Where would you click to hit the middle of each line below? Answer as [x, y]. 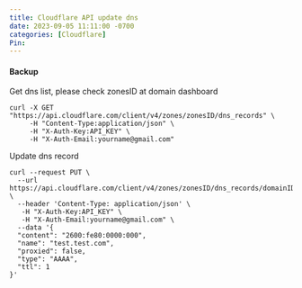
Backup [24, 71]
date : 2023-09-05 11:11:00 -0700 [72, 26]
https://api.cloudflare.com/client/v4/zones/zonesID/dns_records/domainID [152, 189]
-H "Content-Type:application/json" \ [102, 124]
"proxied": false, [52, 252]
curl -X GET [31, 108]
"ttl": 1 [34, 267]
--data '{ [36, 228]
